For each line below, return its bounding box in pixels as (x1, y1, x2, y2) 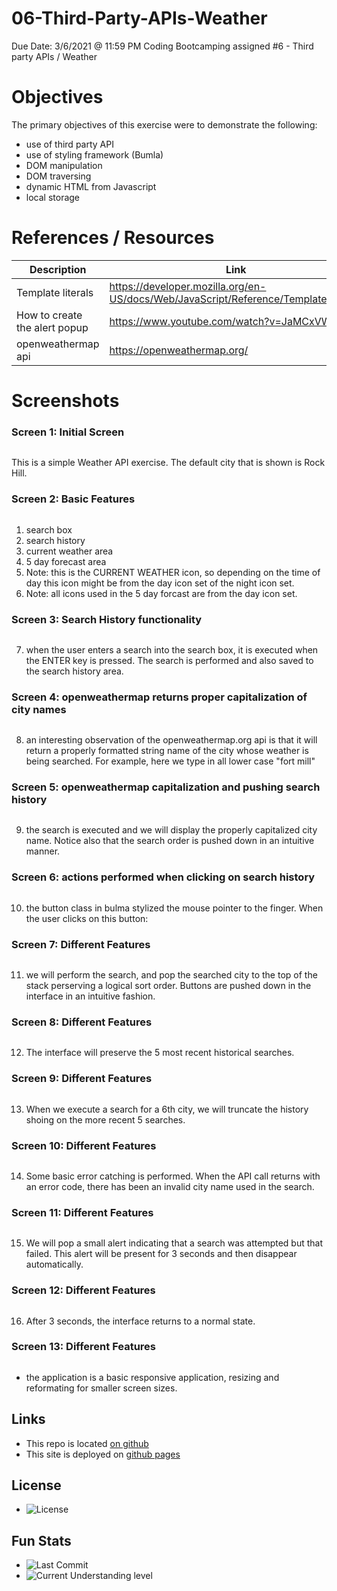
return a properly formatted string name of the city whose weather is (25, 745, 309, 757)
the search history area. (25, 665, 124, 677)
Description (29, 262, 87, 276)
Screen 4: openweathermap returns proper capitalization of (11, 690, 308, 704)
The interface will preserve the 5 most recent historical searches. (25, 1047, 295, 1059)
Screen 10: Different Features (11, 1138, 157, 1152)
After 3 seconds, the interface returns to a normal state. (25, 1315, 256, 1327)
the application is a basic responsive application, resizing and (25, 1371, 280, 1383)
